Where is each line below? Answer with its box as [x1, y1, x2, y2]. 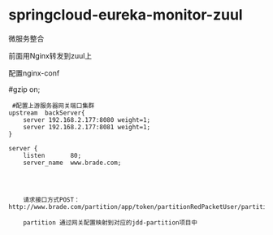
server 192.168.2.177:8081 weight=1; [23, 123, 151, 131]
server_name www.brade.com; [23, 159, 122, 167]
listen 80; [23, 151, 82, 159]
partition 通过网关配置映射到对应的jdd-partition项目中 [23, 218, 197, 227]
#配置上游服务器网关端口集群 [11, 102, 95, 110]
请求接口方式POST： [23, 195, 80, 204]
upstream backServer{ [8, 108, 85, 117]
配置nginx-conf [8, 67, 60, 78]
